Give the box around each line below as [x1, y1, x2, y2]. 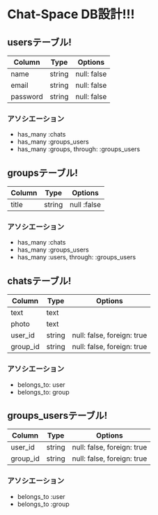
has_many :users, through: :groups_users [17, 253, 136, 261]
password [10, 92, 43, 101]
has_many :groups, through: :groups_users [17, 145, 141, 153]
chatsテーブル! [7, 275, 72, 286]
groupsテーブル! [7, 167, 79, 178]
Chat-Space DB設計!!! [7, 6, 135, 22]
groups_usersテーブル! [7, 409, 108, 422]
